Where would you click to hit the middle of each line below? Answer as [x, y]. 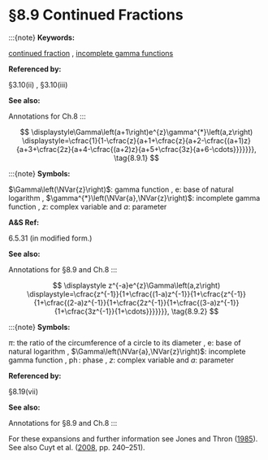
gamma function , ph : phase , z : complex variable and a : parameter [121, 360]
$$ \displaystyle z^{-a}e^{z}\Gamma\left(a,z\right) [136, 285]
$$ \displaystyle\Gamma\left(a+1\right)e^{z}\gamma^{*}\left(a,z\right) [136, 132]
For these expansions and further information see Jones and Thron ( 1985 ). [133, 438]
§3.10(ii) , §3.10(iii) [38, 85]
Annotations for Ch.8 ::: [48, 116]
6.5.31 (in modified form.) [50, 238]
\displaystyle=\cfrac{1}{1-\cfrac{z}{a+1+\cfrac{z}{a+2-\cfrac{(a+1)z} [136, 141]
